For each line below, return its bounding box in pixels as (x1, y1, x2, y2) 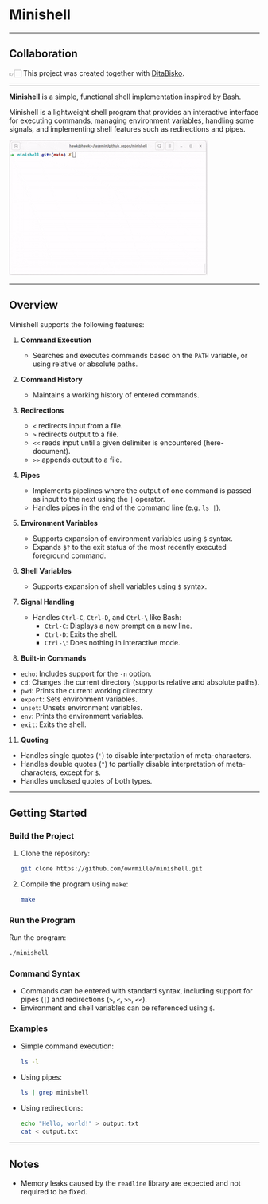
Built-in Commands (20, 653, 87, 663)
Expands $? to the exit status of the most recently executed (32, 542, 227, 551)
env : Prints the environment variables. (20, 711, 144, 720)
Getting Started (9, 806, 87, 819)
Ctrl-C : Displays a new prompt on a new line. (44, 621, 192, 630)
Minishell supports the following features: (9, 319, 145, 329)
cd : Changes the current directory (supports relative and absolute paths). (20, 677, 260, 687)
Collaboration (9, 47, 78, 61)
